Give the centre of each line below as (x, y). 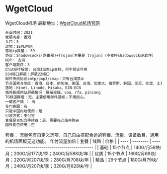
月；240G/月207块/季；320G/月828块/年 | (48, 166)
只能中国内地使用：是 (24, 111)
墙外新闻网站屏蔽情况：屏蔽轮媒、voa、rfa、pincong (53, 92)
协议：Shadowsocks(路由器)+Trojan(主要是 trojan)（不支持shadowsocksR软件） (80, 56)
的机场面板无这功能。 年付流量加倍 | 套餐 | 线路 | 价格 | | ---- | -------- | (78, 141)
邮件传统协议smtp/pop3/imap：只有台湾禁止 (45, 79)
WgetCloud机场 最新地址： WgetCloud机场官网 (53, 23)
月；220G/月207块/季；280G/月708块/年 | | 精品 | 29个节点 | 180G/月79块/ (82, 160)
